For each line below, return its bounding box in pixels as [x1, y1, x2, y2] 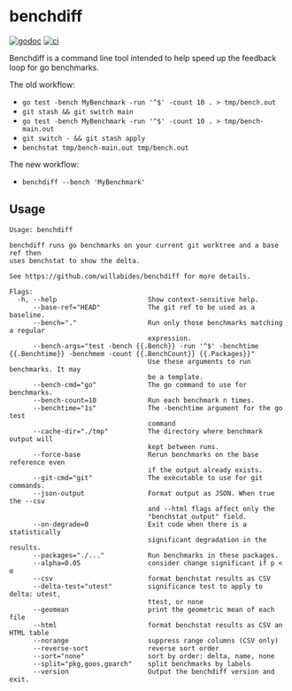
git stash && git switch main [21, 107, 134, 116]
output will [9, 434, 53, 444]
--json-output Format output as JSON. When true [32, 489, 275, 498]
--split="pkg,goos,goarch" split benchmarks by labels [32, 659, 251, 668]
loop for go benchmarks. [9, 62, 99, 73]
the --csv [9, 496, 46, 506]
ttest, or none [147, 597, 204, 606]
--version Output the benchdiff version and [32, 667, 275, 676]
